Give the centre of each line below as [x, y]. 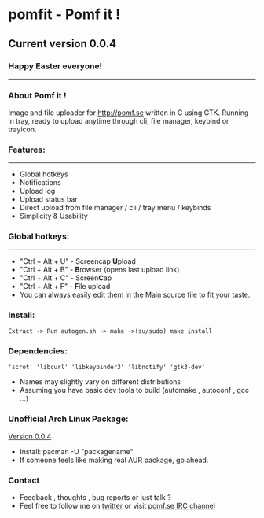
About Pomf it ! [37, 95]
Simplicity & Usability [53, 216]
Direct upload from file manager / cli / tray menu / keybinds [115, 208]
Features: [27, 150]
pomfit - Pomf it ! [64, 15]
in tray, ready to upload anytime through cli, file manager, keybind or [119, 121]
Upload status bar [49, 199]
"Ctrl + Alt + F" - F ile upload [65, 286]
